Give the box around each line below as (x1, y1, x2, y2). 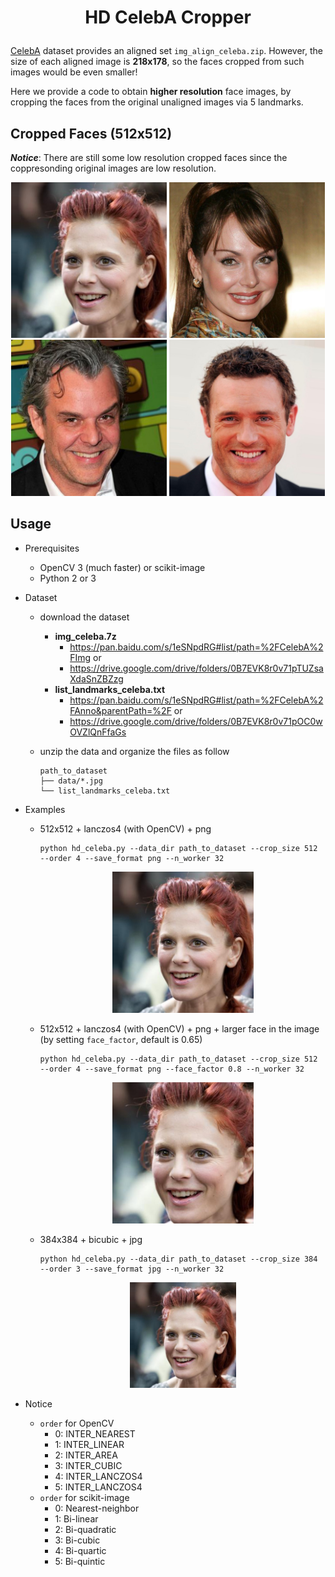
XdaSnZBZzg (69, 672, 124, 685)
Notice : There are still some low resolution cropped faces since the (10, 152, 288, 163)
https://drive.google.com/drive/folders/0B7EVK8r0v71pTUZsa (69, 662, 324, 674)
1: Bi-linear (54, 1513, 99, 1525)
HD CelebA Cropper (84, 6, 252, 29)
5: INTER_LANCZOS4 (54, 1481, 143, 1493)
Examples (24, 803, 66, 815)
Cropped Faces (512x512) (10, 125, 173, 142)
